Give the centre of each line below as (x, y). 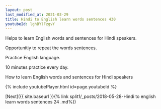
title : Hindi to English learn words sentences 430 (60, 19)
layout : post (19, 10)
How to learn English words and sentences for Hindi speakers (69, 77)
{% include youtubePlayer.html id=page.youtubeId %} (61, 87)
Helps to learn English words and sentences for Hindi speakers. (71, 38)
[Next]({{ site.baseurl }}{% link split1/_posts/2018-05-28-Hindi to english (80, 96)
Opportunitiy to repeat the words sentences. (51, 48)
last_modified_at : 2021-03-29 (37, 15)
